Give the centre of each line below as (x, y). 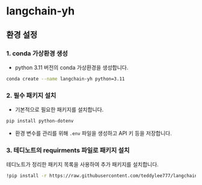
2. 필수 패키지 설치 (31, 96)
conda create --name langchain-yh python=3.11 (66, 79)
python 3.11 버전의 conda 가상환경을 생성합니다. (72, 67)
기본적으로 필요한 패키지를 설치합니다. (59, 110)
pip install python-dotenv (40, 121)
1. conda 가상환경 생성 (37, 53)
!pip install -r (26, 176)
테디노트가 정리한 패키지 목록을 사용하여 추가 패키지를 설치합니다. (83, 165)
